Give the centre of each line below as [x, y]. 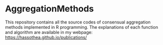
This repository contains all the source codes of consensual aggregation [78, 22]
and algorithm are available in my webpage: [49, 32]
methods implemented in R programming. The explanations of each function [82, 27]
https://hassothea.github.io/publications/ [46, 37]
